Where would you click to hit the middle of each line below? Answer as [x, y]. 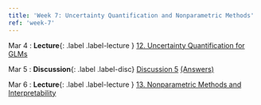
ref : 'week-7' [32, 23]
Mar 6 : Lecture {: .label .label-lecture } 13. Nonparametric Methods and [125, 84]
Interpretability [32, 92]
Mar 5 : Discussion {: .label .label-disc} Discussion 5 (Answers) [111, 69]
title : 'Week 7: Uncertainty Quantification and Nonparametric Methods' [131, 15]
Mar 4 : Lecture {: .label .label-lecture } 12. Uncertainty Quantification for [127, 45]
